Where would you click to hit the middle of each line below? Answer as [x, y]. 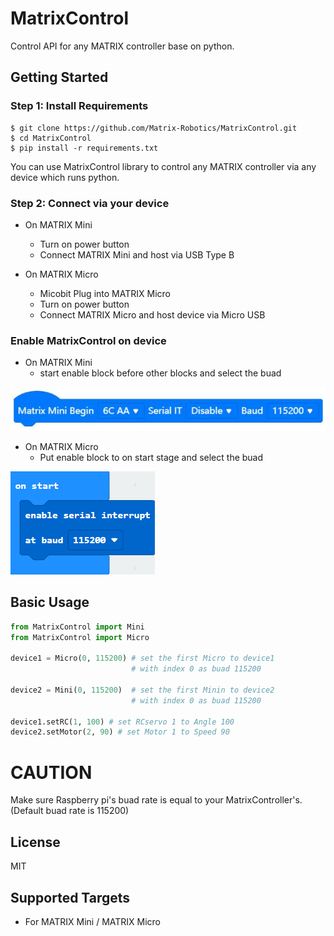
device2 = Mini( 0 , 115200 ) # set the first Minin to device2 [142, 690]
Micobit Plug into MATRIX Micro [105, 293]
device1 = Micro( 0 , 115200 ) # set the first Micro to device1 [142, 658]
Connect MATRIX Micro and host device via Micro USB [152, 314]
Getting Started [59, 77]
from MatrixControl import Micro [80, 637]
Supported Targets [70, 897]
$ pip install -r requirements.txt [84, 148]
